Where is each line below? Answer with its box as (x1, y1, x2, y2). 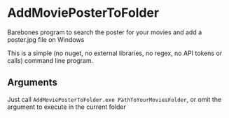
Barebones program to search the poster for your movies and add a (7, 28, 202, 36)
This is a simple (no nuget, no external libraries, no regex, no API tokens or (7, 49, 223, 57)
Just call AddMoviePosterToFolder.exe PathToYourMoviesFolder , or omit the (7, 95, 222, 103)
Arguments (7, 77, 58, 89)
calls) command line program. (7, 56, 93, 64)
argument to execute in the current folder (7, 103, 126, 111)
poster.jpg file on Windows (7, 35, 85, 43)
